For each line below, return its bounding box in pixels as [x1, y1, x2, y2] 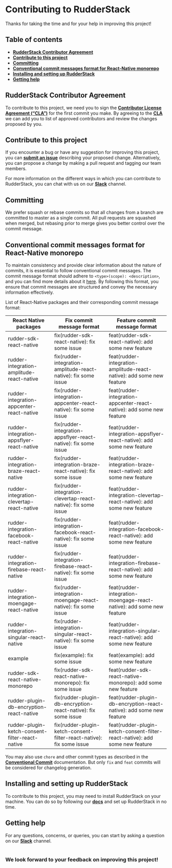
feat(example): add [109, 652, 155, 659]
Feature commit [117, 317, 156, 323]
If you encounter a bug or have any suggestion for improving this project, [5, 149, 160, 156]
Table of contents [5, 35, 62, 44]
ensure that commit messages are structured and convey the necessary [5, 284, 157, 290]
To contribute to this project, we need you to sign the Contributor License [5, 104, 162, 111]
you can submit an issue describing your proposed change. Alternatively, [5, 155, 161, 161]
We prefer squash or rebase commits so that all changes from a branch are [5, 209, 164, 215]
